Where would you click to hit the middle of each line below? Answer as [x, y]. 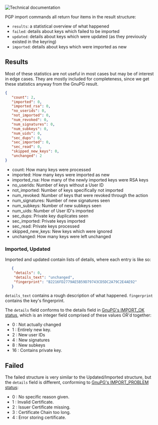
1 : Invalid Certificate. [33, 402]
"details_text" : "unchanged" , [44, 277]
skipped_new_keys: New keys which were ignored [62, 231]
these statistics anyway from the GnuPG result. [52, 84]
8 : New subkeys [29, 345]
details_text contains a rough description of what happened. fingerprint [79, 296]
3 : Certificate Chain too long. [41, 412]
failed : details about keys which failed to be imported [66, 31]
